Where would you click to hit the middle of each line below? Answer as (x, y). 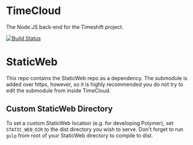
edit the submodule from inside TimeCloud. (58, 90)
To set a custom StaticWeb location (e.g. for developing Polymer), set (90, 123)
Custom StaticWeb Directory (60, 109)
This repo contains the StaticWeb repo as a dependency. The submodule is (97, 78)
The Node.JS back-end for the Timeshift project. (65, 27)
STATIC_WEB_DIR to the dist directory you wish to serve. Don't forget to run (95, 129)
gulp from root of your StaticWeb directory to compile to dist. (80, 135)
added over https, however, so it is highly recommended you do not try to (95, 84)
